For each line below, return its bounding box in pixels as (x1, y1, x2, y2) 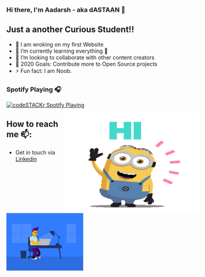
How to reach (6, 119, 58, 129)
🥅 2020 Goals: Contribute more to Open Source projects (15, 60, 158, 67)
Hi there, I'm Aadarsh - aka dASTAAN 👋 (6, 6, 126, 14)
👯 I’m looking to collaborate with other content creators (15, 53, 155, 61)
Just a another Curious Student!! (6, 25, 134, 35)
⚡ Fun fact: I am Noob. (15, 67, 72, 74)
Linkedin (15, 155, 37, 162)
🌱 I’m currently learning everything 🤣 (15, 47, 109, 55)
